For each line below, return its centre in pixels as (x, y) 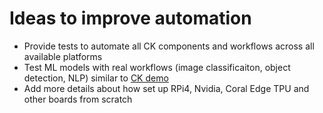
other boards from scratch (78, 99)
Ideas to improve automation (130, 18)
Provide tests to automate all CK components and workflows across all (169, 46)
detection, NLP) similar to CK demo (96, 78)
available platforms (63, 56)
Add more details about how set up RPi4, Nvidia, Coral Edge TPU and (166, 88)
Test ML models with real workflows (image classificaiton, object (157, 67)
